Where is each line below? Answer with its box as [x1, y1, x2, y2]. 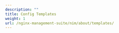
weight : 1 [5, 16, 26, 21]
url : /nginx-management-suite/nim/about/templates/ [5, 20, 114, 26]
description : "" [5, 7, 39, 12]
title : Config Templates [5, 12, 57, 16]
